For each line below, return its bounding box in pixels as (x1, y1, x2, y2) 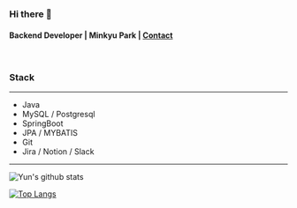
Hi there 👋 (9, 8, 53, 20)
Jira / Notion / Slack (21, 146, 95, 157)
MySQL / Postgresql (21, 109, 95, 120)
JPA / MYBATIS (21, 128, 78, 138)
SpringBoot (21, 118, 64, 129)
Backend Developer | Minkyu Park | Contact (9, 30, 173, 41)
